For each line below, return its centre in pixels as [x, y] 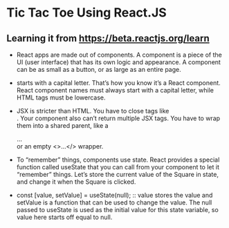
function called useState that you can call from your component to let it [118, 167]
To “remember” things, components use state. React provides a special [118, 160]
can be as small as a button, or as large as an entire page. [99, 69]
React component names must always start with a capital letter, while [115, 90]
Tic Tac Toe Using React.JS [86, 13]
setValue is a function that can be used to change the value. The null [114, 202]
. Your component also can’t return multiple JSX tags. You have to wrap [118, 118]
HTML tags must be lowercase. [61, 97]
